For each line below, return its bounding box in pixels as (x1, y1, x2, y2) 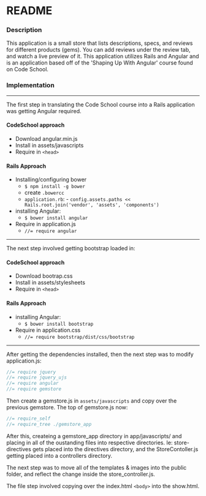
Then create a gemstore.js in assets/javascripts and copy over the (6, 397, 177, 404)
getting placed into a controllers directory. (6, 452, 112, 459)
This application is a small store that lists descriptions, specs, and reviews (6, 39, 193, 47)
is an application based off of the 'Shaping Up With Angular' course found (6, 59, 193, 66)
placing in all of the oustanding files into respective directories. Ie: (6, 439, 173, 446)
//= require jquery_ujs (6, 374, 67, 381)
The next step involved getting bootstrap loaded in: (6, 245, 135, 252)
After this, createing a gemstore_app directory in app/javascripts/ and (6, 432, 182, 439)
